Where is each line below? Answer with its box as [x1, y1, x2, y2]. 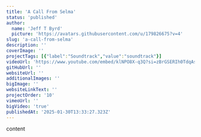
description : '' [6, 42, 47, 48]
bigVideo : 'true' [6, 103, 50, 109]
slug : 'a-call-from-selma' [6, 36, 74, 42]
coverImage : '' [6, 48, 44, 54]
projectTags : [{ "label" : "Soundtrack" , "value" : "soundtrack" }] [6, 53, 162, 59]
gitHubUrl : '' [6, 64, 42, 71]
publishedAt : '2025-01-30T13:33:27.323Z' [6, 109, 111, 115]
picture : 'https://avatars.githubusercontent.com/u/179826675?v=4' [11, 31, 184, 37]
